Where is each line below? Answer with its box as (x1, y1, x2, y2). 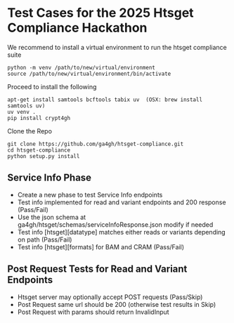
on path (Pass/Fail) (17, 235, 72, 244)
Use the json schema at (17, 213, 86, 221)
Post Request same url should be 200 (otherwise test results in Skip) (17, 300, 216, 308)
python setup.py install (7, 152, 80, 159)
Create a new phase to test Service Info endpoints (17, 190, 163, 199)
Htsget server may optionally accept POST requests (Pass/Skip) (17, 293, 203, 301)
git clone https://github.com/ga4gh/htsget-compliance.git (7, 140, 184, 147)
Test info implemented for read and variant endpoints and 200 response (17, 198, 226, 206)
